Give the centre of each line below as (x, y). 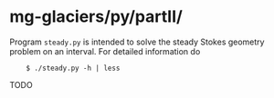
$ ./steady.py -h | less (73, 68)
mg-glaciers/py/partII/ (96, 17)
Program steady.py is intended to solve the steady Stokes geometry (137, 42)
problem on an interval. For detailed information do (105, 51)
